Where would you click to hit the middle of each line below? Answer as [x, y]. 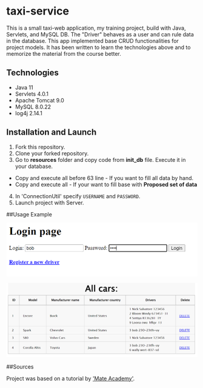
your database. [34, 166]
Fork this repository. [40, 147]
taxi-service [38, 11]
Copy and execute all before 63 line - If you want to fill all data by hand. [104, 178]
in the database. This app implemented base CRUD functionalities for [92, 41]
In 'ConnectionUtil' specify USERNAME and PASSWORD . [78, 196]
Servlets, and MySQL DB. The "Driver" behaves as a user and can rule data [100, 34]
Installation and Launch [52, 132]
